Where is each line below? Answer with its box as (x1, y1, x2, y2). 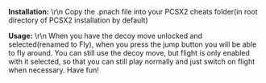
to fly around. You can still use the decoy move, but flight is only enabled (8, 48, 250, 57)
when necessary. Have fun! (8, 65, 99, 75)
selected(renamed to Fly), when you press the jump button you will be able (8, 39, 257, 49)
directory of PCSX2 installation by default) (8, 15, 148, 25)
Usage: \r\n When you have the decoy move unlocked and (8, 31, 203, 40)
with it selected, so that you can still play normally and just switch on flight (8, 56, 256, 66)
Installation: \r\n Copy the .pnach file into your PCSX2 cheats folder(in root (8, 7, 258, 16)
